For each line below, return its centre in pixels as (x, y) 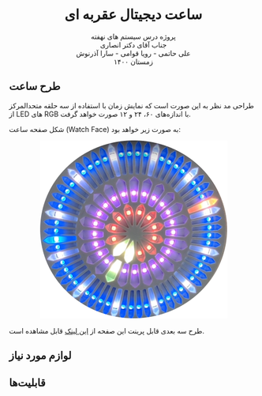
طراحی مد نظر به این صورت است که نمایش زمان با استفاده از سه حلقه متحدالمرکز (132, 105)
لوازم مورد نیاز (40, 356)
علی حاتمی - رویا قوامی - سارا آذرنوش (133, 53)
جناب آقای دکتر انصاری (133, 44)
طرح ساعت (35, 87)
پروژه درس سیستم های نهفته (133, 36)
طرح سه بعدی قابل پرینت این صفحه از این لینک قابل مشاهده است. (107, 330)
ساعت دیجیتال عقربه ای (133, 15)
